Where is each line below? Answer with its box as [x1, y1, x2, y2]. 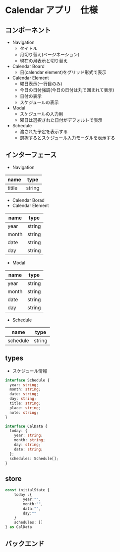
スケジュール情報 [12, 368, 47, 373]
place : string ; [9, 405, 41, 410]
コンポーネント [5, 26, 51, 34]
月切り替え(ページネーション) [19, 52, 80, 57]
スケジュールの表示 [19, 99, 59, 105]
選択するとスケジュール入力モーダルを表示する [19, 135, 116, 141]
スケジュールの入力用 [19, 111, 63, 117]
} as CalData [5, 525, 32, 530]
